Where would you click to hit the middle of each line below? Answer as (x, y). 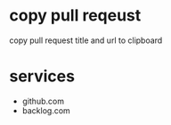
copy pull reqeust (75, 16)
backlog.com (46, 110)
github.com (43, 101)
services (42, 76)
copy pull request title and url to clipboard (86, 40)
